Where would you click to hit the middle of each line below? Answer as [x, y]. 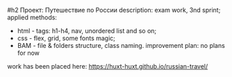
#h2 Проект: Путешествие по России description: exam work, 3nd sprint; [114, 10]
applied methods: [32, 17]
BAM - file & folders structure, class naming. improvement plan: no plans [121, 45]
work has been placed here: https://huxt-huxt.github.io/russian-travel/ [108, 66]
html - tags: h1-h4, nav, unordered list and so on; [87, 31]
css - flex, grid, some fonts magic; [66, 38]
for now [28, 53]
